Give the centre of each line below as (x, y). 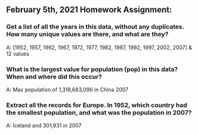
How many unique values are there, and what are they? (87, 34)
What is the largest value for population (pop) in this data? (92, 69)
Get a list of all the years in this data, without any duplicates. (95, 27)
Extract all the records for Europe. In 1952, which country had (97, 105)
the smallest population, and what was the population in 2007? (99, 112)
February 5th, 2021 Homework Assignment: (89, 10)
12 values (18, 54)
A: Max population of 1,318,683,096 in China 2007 (67, 90)
